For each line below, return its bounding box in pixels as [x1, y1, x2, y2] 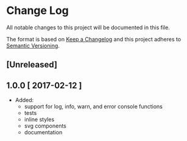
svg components [24, 122, 67, 129]
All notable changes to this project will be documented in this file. [6, 24, 171, 31]
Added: [15, 97, 34, 104]
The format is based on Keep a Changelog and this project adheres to [6, 35, 182, 43]
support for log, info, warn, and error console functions [24, 103, 163, 110]
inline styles [24, 116, 55, 123]
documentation [24, 129, 63, 136]
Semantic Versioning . [6, 42, 60, 49]
